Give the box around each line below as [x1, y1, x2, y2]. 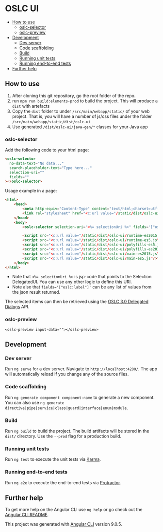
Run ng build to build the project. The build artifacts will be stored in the [5, 428, 149, 434]
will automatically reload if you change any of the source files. [5, 371, 129, 377]
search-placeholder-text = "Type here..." [9, 165, 92, 171]
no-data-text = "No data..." [9, 161, 64, 166]
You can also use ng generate [5, 399, 65, 405]
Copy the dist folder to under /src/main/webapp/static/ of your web [12, 108, 150, 114]
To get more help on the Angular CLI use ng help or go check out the [5, 507, 143, 513]
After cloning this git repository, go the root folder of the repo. [12, 93, 136, 98]
